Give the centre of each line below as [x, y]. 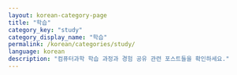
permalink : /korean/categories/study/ [72, 45]
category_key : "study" [45, 30]
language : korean [37, 52]
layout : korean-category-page [58, 15]
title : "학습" [30, 23]
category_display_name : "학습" [58, 37]
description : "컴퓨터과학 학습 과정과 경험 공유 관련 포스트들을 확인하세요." [119, 59]
